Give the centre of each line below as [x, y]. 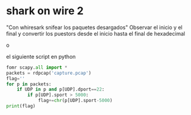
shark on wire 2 [45, 11]
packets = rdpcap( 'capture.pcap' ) [49, 73]
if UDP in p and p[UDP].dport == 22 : [61, 90]
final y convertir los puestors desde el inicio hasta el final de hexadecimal [96, 33]
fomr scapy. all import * [37, 67]
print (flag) [21, 106]
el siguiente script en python [41, 56]
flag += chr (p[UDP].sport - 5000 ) [75, 101]
